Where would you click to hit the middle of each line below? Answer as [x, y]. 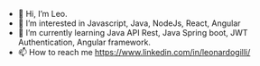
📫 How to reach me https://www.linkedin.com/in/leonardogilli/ [134, 52]
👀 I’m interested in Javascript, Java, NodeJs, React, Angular [129, 23]
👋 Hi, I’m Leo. [42, 14]
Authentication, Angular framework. [84, 42]
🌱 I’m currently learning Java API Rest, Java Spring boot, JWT [133, 33]
